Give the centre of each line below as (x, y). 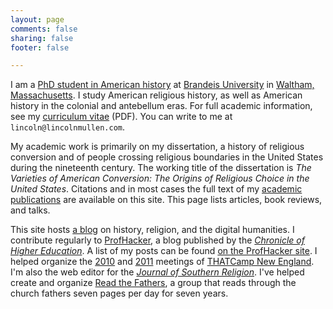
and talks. (30, 210)
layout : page (37, 19)
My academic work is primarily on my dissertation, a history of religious (157, 147)
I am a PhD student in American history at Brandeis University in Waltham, (162, 85)
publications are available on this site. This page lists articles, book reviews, (166, 200)
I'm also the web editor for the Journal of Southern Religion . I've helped (157, 272)
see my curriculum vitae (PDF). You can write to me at (121, 117)
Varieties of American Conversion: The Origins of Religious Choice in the (160, 178)
